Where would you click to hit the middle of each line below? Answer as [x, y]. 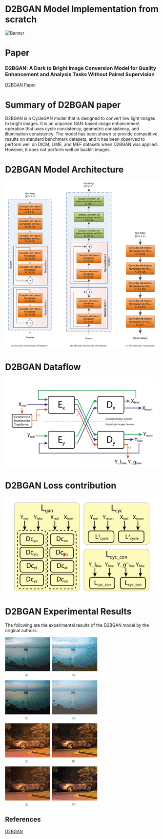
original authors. [21, 630]
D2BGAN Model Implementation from [82, 9]
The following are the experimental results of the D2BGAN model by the [77, 625]
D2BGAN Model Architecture [64, 169]
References [23, 820]
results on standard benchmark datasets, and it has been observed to [75, 139]
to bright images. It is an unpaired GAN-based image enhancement [72, 124]
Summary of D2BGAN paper [63, 105]
